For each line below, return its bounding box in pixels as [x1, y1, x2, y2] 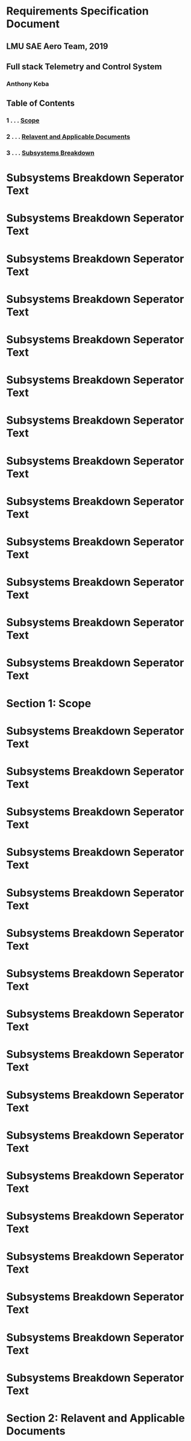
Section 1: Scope [6, 696, 92, 710]
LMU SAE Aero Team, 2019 [6, 41, 108, 51]
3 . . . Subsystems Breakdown [6, 149, 95, 157]
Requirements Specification [6, 4, 149, 18]
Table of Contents [6, 98, 75, 109]
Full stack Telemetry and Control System [6, 62, 162, 72]
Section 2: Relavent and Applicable [6, 1411, 185, 1425]
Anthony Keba [6, 80, 49, 88]
